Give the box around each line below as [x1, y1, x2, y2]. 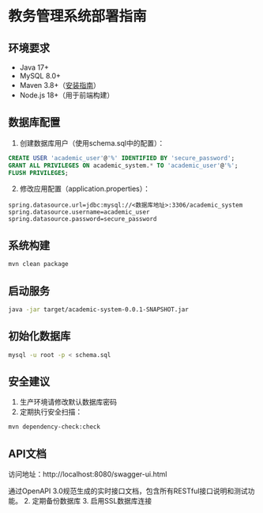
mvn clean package [8, 260, 69, 268]
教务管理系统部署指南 [8, 7, 148, 25]
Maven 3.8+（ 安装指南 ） [19, 81, 101, 89]
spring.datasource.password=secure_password [8, 215, 157, 223]
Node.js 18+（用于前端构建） [19, 90, 115, 100]
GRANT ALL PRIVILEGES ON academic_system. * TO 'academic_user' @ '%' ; [8, 161, 239, 169]
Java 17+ [19, 63, 49, 72]
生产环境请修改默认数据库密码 [19, 397, 117, 407]
